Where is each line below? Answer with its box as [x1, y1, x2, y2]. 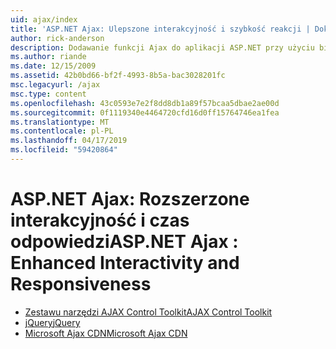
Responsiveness [10, 273, 152, 296]
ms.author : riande [10, 52, 87, 62]
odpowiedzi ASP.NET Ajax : [10, 231, 239, 253]
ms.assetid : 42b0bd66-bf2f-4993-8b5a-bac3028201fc [10, 71, 226, 81]
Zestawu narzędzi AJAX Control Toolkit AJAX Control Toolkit [24, 306, 273, 318]
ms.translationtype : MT [10, 117, 110, 127]
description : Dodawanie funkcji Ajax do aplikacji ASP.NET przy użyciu [10, 42, 315, 53]
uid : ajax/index [10, 14, 78, 25]
